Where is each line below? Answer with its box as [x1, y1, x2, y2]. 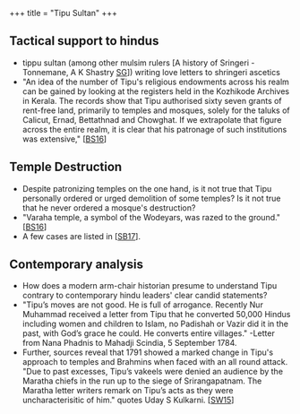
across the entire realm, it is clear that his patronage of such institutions [21, 124, 287, 134]
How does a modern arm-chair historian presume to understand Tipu [21, 280, 278, 291]
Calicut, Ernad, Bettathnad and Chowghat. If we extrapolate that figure [21, 114, 282, 125]
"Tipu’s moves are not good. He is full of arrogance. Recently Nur [21, 299, 264, 310]
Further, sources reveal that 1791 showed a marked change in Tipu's [21, 347, 274, 358]
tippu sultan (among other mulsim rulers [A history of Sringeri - [21, 57, 255, 68]
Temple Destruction [9, 160, 123, 175]
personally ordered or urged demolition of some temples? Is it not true [21, 193, 281, 203]
